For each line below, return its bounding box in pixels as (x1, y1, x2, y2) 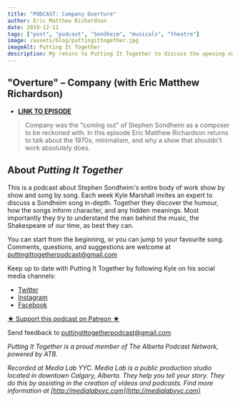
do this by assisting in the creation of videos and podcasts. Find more (7, 378, 214, 387)
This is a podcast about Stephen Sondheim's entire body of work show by (7, 183, 225, 191)
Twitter (17, 285, 39, 293)
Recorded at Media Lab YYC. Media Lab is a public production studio (7, 363, 212, 372)
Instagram (17, 293, 48, 301)
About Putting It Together (7, 164, 124, 176)
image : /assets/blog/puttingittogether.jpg (7, 37, 139, 44)
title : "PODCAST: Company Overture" (7, 10, 116, 18)
